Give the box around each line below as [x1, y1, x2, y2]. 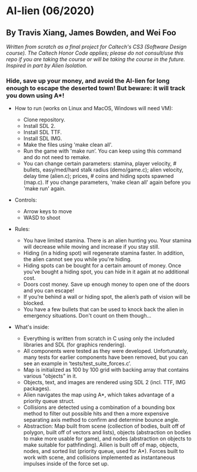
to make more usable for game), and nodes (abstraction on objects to [23, 435, 192, 443]
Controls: [14, 196, 37, 204]
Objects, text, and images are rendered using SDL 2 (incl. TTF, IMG [23, 379, 186, 386]
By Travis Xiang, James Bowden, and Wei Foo [6, 28, 176, 38]
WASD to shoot [23, 214, 61, 222]
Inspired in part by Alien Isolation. [6, 62, 88, 69]
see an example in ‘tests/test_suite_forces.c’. [23, 360, 131, 367]
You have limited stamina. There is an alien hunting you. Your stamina [23, 237, 192, 244]
